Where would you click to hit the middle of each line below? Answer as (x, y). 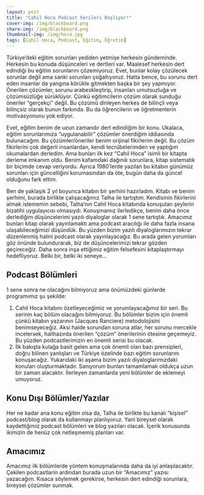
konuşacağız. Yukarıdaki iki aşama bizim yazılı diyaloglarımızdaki (96, 359)
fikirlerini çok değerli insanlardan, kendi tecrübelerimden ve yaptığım (92, 147)
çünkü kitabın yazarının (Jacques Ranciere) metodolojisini (87, 321)
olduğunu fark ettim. (32, 179)
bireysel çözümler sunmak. (40, 485)
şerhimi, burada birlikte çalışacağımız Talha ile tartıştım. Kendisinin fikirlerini (101, 198)
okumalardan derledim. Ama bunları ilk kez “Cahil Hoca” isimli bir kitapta (97, 153)
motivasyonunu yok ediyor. (40, 116)
